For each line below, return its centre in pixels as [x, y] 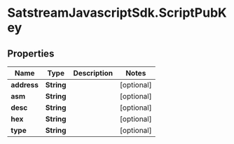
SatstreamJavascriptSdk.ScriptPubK [117, 13]
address [25, 85]
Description [93, 73]
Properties [31, 53]
